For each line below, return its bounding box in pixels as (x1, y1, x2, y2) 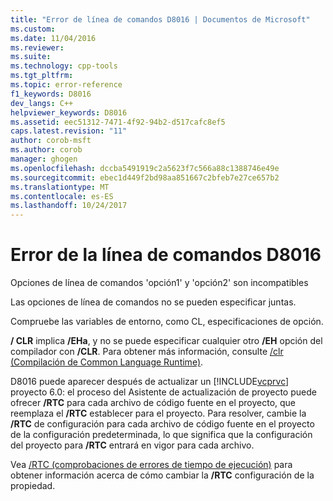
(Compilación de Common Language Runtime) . (10, 356, 204, 368)
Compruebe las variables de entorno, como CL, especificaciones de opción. (10, 316, 324, 328)
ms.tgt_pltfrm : (10, 71, 74, 81)
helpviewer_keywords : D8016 (10, 107, 128, 118)
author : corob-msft (10, 136, 92, 146)
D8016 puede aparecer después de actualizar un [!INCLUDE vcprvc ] (10, 376, 290, 388)
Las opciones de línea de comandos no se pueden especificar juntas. (10, 296, 297, 308)
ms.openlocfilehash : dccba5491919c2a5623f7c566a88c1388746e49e (10, 163, 280, 173)
